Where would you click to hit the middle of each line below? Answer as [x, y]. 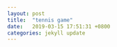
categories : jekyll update [46, 33]
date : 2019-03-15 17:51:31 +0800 [59, 26]
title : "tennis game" [40, 20]
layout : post [26, 13]
